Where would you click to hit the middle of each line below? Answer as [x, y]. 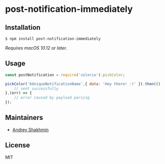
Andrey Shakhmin [30, 129]
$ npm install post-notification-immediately [53, 39]
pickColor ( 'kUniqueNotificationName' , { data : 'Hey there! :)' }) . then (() [83, 84]
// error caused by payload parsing [52, 98]
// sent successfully [36, 88]
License [18, 145]
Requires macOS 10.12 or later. [36, 48]
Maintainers [24, 118]
